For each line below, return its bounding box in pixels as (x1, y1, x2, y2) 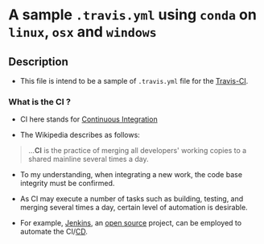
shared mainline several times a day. (27, 155, 149, 164)
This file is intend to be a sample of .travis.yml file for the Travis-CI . (19, 77, 249, 85)
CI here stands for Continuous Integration (19, 114, 159, 124)
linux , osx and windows (8, 23, 157, 41)
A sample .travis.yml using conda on (8, 6, 258, 24)
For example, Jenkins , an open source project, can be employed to (19, 218, 242, 228)
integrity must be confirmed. (19, 179, 115, 188)
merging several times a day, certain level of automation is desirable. (19, 203, 248, 213)
